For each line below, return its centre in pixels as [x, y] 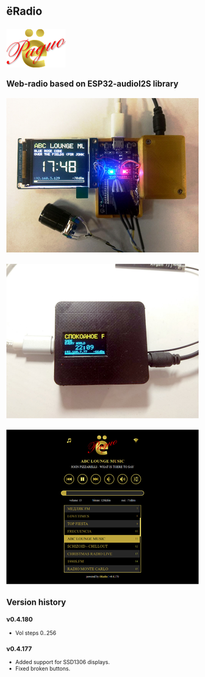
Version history [36, 602]
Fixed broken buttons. [43, 668]
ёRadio [24, 11]
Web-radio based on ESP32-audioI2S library [92, 84]
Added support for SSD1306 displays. [62, 662]
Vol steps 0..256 [36, 633]
